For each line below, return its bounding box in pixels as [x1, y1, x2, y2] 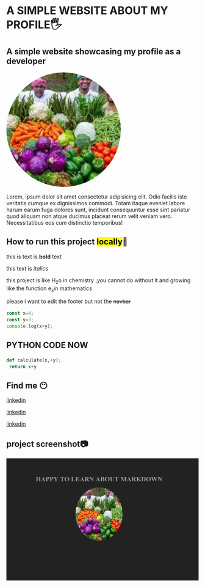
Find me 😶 [6, 380, 48, 391]
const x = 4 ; [6, 310, 34, 316]
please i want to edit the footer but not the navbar [6, 297, 131, 305]
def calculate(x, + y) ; [6, 357, 62, 363]
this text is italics [6, 264, 49, 272]
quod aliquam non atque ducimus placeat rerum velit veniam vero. [6, 213, 173, 220]
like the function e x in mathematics [6, 285, 93, 293]
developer [6, 56, 46, 66]
